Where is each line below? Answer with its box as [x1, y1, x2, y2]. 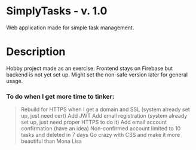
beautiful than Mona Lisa [20, 137, 82, 145]
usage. [6, 77, 23, 84]
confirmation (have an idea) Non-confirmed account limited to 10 [20, 125, 181, 132]
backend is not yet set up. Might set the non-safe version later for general [6, 71, 188, 78]
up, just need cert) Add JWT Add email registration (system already [20, 112, 188, 120]
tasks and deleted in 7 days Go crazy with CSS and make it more [20, 131, 180, 139]
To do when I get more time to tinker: [6, 92, 115, 100]
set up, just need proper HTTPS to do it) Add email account [20, 118, 167, 126]
